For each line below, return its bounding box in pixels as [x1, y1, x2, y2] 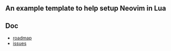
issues [12, 40, 27, 46]
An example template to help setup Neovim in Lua [5, 4, 166, 13]
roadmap [12, 35, 32, 41]
